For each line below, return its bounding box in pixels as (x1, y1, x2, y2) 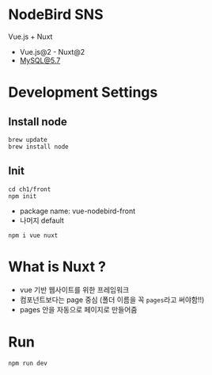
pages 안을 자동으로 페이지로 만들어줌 (19, 304, 138, 314)
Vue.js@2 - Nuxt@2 (19, 47, 85, 56)
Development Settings (8, 83, 158, 101)
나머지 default (19, 216, 65, 225)
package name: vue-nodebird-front (19, 206, 136, 216)
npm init (8, 192, 37, 200)
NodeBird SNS (8, 6, 104, 24)
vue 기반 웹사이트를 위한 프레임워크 (19, 285, 130, 294)
